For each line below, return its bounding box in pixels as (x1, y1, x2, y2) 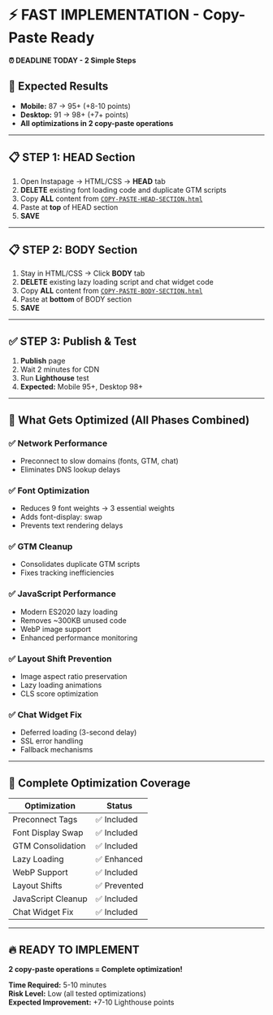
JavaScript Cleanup (12, 893, 88, 904)
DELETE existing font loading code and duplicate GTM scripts (19, 185, 227, 194)
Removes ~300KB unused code (19, 615, 128, 625)
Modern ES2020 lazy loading (19, 607, 118, 616)
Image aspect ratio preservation (19, 672, 128, 682)
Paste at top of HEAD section (19, 202, 119, 211)
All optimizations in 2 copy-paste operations (19, 118, 174, 128)
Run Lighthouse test (19, 373, 89, 383)
